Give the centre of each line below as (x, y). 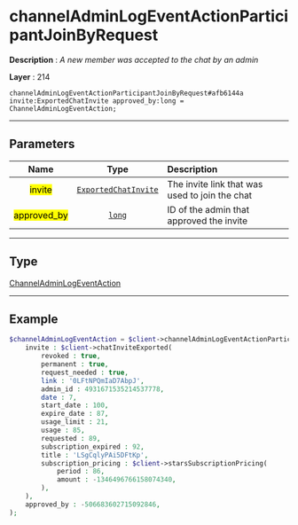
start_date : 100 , (75, 405)
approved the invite (208, 221)
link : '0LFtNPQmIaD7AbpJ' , (93, 380)
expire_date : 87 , (75, 414)
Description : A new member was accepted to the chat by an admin (134, 59)
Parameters (42, 144)
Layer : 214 (30, 76)
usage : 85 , (63, 430)
